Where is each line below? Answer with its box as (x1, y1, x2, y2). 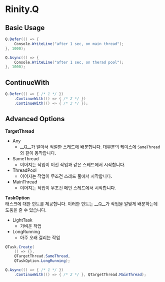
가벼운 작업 (19, 223, 41, 229)
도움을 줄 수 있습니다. (5, 207, 46, 213)
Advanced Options (5, 115, 65, 123)
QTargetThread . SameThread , (14, 254, 70, 259)
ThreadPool (12, 167, 36, 173)
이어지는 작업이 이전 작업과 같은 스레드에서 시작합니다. (19, 161, 126, 167)
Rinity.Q (5, 4, 39, 15)
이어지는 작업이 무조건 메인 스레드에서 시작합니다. (19, 184, 116, 191)
